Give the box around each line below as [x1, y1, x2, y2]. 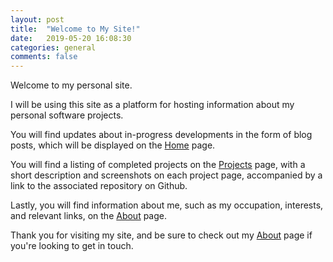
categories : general [10, 42, 97, 53]
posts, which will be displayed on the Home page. [10, 139, 216, 151]
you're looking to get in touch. [10, 240, 134, 252]
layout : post [10, 14, 65, 25]
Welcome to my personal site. [10, 79, 133, 91]
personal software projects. [10, 109, 124, 121]
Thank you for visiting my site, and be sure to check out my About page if [10, 229, 313, 241]
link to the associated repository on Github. [10, 180, 188, 192]
